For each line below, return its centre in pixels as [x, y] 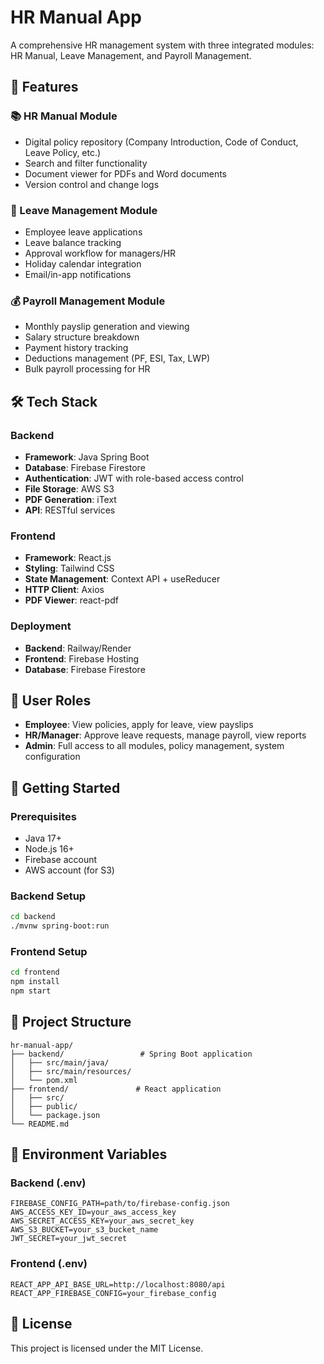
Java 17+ [43, 838]
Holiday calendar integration [83, 263]
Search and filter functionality [86, 163]
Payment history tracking [76, 348]
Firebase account [61, 859]
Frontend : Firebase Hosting [82, 658]
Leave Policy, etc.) [63, 152]
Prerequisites [43, 816]
